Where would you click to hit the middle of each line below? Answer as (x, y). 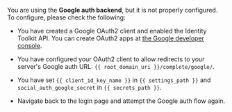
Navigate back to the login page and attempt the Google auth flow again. (121, 101)
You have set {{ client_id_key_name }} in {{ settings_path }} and (114, 80)
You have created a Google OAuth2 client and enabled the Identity (112, 31)
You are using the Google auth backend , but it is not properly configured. (113, 10)
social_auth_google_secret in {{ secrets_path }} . (89, 87)
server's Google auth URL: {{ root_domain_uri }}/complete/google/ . (116, 66)
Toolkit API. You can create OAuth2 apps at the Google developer (111, 38)
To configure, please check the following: (67, 17)
